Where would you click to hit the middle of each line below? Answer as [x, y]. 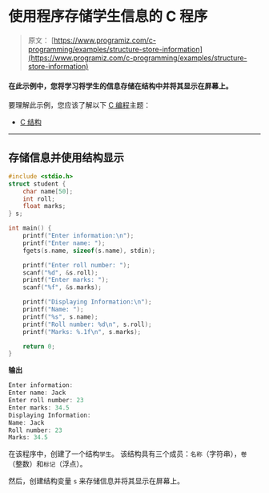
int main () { [30, 228]
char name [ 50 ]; [48, 191]
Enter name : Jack [37, 393]
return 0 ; [39, 346]
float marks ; [44, 206]
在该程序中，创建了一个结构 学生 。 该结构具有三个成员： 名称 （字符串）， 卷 [128, 454]
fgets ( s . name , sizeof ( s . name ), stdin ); [89, 251]
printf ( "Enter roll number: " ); [76, 265]
